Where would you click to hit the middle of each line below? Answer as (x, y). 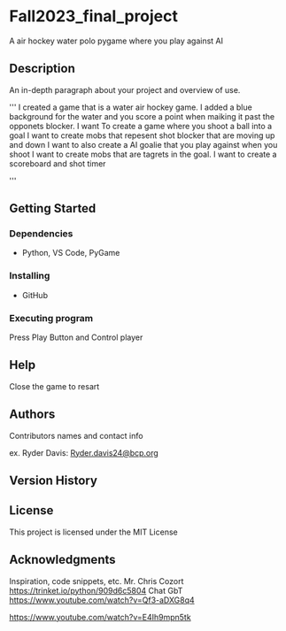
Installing (30, 276)
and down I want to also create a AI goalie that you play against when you (143, 144)
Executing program (51, 318)
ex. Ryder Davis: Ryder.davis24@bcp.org (84, 452)
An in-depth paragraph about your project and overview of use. (125, 89)
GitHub (35, 295)
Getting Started (53, 208)
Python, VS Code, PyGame (71, 253)
